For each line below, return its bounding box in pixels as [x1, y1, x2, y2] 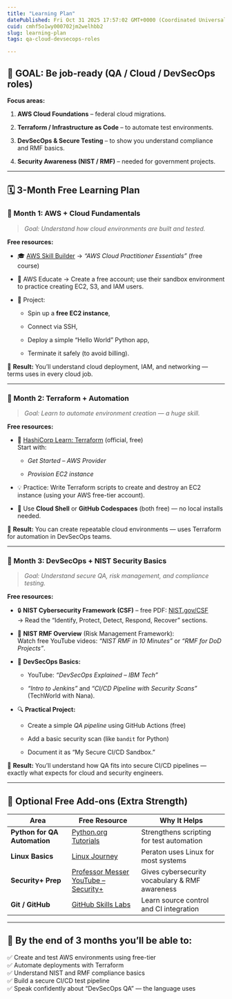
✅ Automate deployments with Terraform [7, 960, 124, 969]
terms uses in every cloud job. [7, 370, 93, 378]
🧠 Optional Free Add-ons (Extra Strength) [7, 795, 188, 807]
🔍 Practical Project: [17, 705, 76, 714]
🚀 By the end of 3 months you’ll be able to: [7, 935, 192, 947]
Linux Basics [10, 851, 54, 861]
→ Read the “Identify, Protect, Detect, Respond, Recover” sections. [17, 616, 208, 624]
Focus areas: [7, 96, 46, 104]
